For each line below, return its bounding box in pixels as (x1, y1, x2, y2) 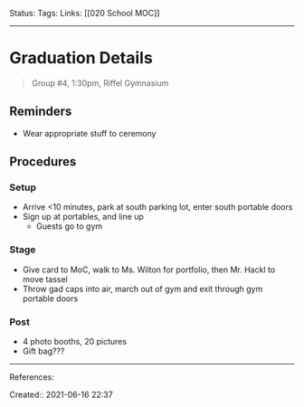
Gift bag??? (22, 345, 65, 356)
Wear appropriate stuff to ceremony (22, 128, 157, 138)
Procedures (9, 154, 77, 170)
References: (9, 372, 54, 383)
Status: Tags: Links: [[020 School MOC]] (9, 8, 160, 18)
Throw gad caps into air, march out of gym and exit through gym (22, 283, 263, 294)
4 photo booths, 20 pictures (22, 336, 128, 347)
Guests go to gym (35, 221, 103, 232)
